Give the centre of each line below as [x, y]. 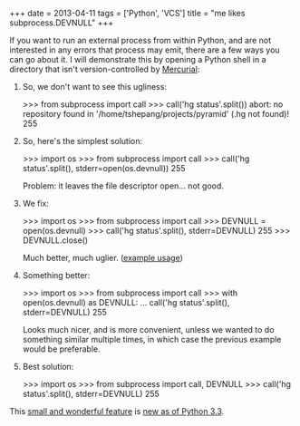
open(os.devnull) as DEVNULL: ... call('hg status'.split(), [126, 302]
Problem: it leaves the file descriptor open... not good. [123, 186]
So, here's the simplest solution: [82, 141]
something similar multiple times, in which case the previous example [152, 339]
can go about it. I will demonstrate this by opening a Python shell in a [138, 59]
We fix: [36, 203]
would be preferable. [62, 349]
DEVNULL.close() [55, 240]
